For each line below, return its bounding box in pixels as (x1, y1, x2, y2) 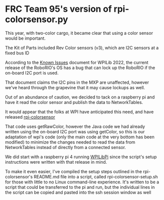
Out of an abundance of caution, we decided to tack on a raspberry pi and (5, 94, 155, 100)
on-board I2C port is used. (5, 70, 59, 75)
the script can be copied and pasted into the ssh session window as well (5, 189, 152, 195)
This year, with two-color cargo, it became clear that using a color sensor (5, 30, 153, 36)
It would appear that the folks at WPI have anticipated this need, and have (5, 109, 154, 115)
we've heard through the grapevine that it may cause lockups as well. (5, 84, 145, 90)
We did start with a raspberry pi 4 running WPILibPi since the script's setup (5, 153, 157, 160)
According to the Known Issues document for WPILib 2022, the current (5, 59, 148, 65)
